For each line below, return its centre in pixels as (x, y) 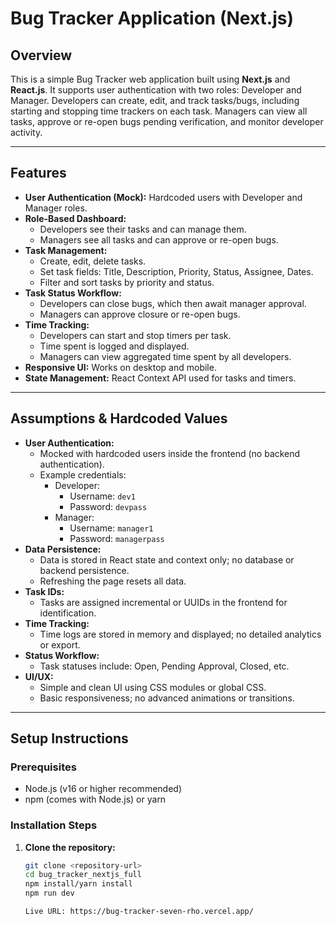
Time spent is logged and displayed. (114, 346)
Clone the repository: (70, 847)
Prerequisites (43, 767)
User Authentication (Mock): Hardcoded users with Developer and (163, 197)
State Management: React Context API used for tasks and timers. (160, 378)
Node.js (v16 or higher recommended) (103, 789)
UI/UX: (39, 676)
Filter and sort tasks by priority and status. (127, 282)
